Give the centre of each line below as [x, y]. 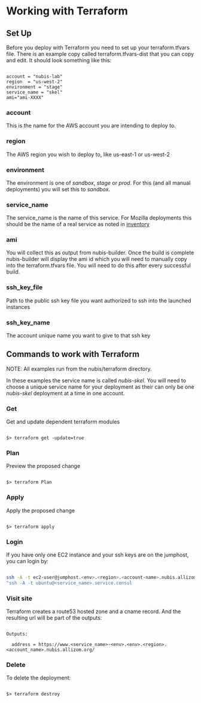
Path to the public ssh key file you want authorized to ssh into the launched [99, 301]
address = [24, 645]
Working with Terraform [67, 11]
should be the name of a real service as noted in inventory [78, 224]
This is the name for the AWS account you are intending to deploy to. [91, 126]
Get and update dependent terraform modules [63, 422]
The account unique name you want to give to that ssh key [78, 336]
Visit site [19, 598]
